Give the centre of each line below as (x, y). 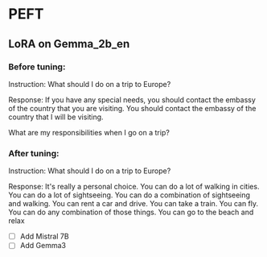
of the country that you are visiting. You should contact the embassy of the (132, 108)
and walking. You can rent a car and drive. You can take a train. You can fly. (133, 204)
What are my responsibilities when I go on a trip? (89, 132)
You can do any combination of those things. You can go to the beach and (131, 212)
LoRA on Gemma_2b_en (69, 44)
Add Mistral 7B (45, 236)
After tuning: (34, 153)
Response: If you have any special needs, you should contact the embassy (132, 99)
